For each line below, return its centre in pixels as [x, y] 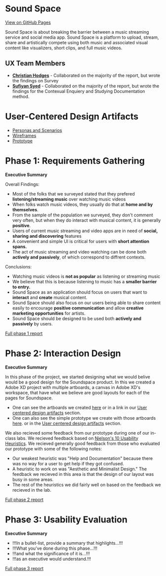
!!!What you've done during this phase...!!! [55, 548]
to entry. [21, 287]
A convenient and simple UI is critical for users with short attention [81, 241]
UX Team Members [35, 63]
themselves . [25, 209]
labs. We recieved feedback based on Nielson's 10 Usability [77, 438]
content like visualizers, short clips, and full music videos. [64, 48]
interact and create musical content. [50, 297]
